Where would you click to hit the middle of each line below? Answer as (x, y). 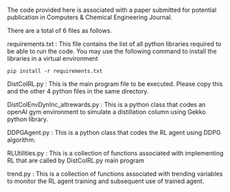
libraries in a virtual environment (53, 58)
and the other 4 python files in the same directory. (78, 91)
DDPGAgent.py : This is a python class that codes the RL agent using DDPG (114, 132)
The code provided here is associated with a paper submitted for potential (112, 10)
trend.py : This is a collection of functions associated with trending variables (115, 174)
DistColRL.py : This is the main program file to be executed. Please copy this (115, 84)
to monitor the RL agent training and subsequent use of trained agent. (106, 181)
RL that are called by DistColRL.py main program (76, 160)
